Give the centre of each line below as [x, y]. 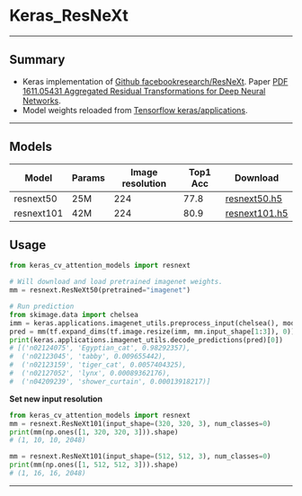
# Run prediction [42, 306]
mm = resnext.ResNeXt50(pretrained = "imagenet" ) [100, 290]
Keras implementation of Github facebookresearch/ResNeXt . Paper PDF [155, 81]
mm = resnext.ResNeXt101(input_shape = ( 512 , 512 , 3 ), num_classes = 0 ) [140, 456]
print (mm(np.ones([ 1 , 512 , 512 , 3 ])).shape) [94, 465]
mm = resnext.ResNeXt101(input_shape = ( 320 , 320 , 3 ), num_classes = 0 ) [140, 423]
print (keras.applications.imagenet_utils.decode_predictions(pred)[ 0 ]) [146, 340]
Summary [37, 60]
